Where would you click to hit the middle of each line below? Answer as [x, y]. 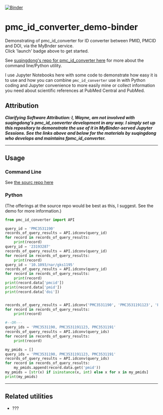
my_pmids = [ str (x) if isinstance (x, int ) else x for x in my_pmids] [77, 372]
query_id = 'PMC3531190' [30, 229]
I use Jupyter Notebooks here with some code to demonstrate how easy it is [81, 75]
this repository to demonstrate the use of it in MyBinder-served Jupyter [79, 128]
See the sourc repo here [29, 182]
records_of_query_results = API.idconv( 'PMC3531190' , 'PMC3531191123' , [79, 305]
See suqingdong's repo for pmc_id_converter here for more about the [74, 60]
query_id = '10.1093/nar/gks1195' [40, 265]
